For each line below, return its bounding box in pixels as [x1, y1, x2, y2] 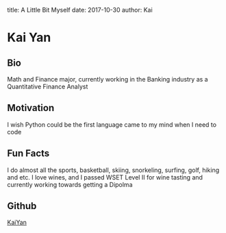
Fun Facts [7, 147, 50, 160]
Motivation [7, 102, 55, 114]
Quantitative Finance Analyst [7, 82, 88, 90]
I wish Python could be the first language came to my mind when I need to [7, 120, 217, 129]
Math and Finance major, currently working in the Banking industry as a [7, 75, 208, 83]
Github [7, 200, 37, 212]
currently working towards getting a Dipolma [7, 180, 133, 188]
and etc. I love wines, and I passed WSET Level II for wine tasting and [7, 173, 203, 181]
